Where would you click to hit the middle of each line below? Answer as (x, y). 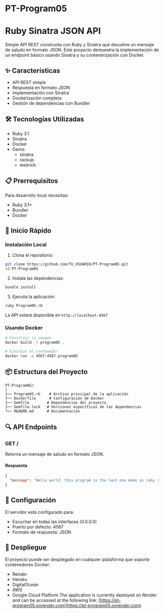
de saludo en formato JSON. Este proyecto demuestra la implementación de (82, 50)
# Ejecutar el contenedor (31, 351)
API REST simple (29, 82)
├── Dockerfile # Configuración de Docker (55, 398)
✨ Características (33, 70)
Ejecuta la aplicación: (34, 296)
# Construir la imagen (28, 338)
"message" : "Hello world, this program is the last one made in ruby (82, 480)
